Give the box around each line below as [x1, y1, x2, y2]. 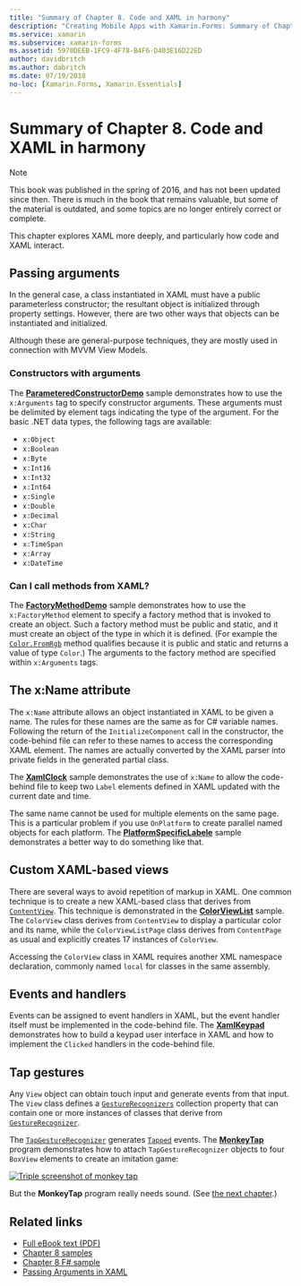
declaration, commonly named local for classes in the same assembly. [9, 960, 271, 972]
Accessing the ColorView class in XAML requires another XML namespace [9, 951, 282, 962]
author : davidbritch [9, 55, 87, 64]
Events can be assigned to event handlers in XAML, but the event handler [9, 1010, 280, 1021]
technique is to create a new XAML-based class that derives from [9, 896, 251, 906]
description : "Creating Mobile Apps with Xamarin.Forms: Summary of [9, 21, 271, 30]
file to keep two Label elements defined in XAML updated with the [37, 781, 280, 792]
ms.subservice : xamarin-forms [9, 38, 123, 47]
